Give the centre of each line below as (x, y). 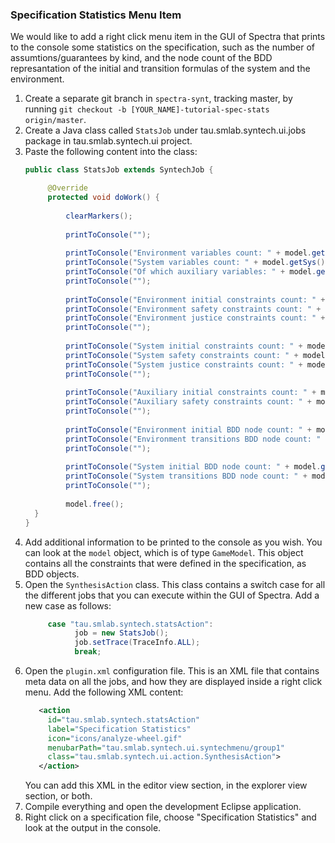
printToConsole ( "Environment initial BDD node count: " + (189, 429)
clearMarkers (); (99, 216)
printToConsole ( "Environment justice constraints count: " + (195, 318)
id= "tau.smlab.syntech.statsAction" (123, 719)
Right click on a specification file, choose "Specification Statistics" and (170, 817)
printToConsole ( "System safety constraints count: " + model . (197, 355)
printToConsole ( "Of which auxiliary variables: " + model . (191, 272)
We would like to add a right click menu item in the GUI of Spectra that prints (168, 37)
